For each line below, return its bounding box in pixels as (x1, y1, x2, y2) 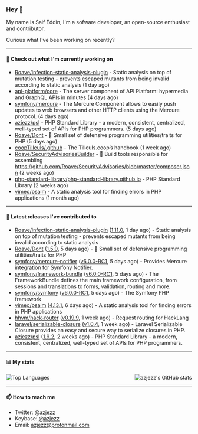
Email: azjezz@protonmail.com (14, 422, 90, 429)
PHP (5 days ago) (14, 138, 58, 145)
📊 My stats (6, 358, 35, 366)
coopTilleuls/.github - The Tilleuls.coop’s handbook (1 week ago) (14, 144, 171, 151)
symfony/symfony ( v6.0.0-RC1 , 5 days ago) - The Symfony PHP (14, 289, 170, 296)
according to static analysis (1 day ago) (14, 81, 110, 88)
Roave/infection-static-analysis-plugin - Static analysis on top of (14, 68, 172, 76)
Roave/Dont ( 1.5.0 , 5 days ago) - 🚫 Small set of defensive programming (14, 245, 187, 252)
